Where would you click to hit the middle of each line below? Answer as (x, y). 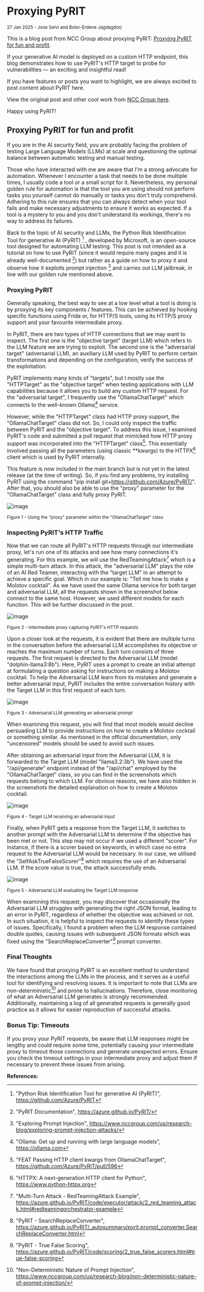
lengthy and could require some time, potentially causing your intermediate (100, 1045)
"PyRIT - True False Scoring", (52, 1245)
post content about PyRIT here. (46, 87)
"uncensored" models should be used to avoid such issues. (81, 743)
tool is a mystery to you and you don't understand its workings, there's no (99, 214)
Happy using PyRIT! (31, 111)
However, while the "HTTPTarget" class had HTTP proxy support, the (93, 417)
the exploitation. (27, 366)
